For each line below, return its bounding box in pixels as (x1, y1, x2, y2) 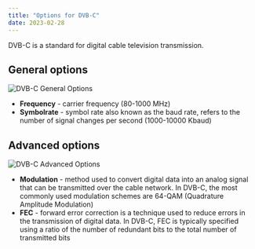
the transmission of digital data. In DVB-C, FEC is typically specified (19, 217, 239, 226)
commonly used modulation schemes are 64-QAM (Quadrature (19, 192, 224, 201)
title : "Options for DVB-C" (8, 11, 100, 20)
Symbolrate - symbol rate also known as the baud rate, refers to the (19, 108, 241, 117)
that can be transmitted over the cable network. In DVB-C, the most (19, 183, 238, 192)
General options (8, 63, 89, 76)
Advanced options (8, 138, 100, 152)
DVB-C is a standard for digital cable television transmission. (8, 40, 204, 49)
